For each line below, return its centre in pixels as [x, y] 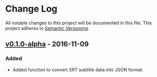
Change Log [31, 9]
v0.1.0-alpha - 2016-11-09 [47, 44]
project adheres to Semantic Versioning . [47, 28]
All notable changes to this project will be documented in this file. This [79, 23]
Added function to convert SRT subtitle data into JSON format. [78, 69]
